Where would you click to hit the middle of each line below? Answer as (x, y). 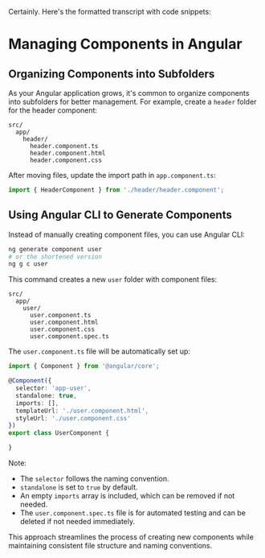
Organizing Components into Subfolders (112, 74)
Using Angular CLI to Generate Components (120, 215)
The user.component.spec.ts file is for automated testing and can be (133, 513)
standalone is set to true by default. (79, 487)
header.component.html (67, 153)
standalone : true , (47, 395)
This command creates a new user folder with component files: (113, 279)
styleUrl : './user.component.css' (73, 418)
